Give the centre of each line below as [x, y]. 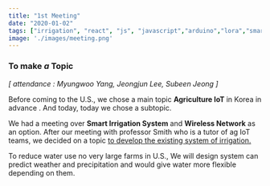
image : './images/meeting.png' [61, 38]
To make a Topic [41, 67]
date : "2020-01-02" [41, 23]
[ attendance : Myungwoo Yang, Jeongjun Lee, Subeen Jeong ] [113, 83]
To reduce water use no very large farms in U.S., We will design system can [133, 156]
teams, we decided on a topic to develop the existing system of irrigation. [130, 140]
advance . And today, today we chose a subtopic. [90, 107]
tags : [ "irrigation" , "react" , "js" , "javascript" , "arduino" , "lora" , [127, 30]
